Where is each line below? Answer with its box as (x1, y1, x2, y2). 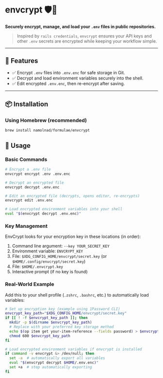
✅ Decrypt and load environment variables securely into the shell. (12, 75, 144, 81)
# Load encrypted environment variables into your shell (5, 207, 123, 212)
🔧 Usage (5, 142, 31, 150)
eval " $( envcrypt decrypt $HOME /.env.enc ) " (9, 360, 98, 365)
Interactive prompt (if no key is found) (12, 269, 88, 275)
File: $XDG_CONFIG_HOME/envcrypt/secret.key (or (12, 253, 107, 259)
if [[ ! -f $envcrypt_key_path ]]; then (5, 315, 88, 320)
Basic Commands (5, 156, 48, 163)
